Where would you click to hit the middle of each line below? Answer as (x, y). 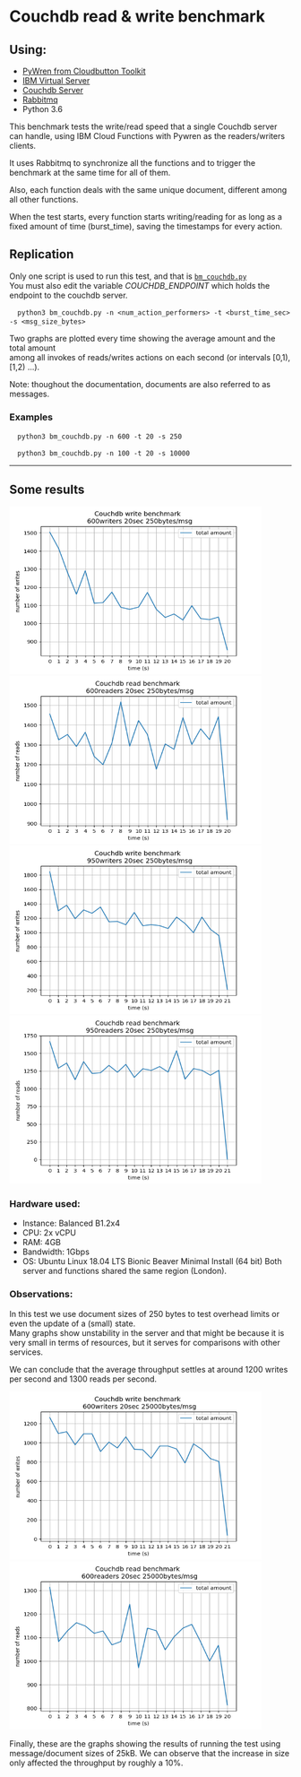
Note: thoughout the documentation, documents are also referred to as (140, 384)
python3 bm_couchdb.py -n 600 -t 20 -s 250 (99, 437)
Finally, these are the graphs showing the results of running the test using (145, 1743)
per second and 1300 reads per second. (83, 1379)
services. (26, 1352)
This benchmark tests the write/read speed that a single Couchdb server (143, 126)
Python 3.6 (42, 109)
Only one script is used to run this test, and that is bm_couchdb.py (128, 276)
